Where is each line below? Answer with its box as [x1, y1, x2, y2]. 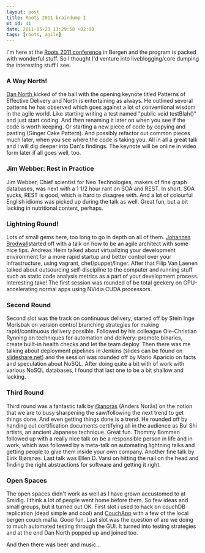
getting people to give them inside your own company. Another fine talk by [6, 448, 195, 455]
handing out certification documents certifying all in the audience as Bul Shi [6, 421, 198, 429]
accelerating [6, 286, 38, 293]
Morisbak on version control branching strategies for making [6, 321, 159, 328]
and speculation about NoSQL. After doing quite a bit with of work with [6, 360, 185, 368]
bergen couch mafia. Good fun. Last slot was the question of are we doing [6, 516, 194, 523]
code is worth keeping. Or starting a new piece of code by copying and [6, 123, 185, 130]
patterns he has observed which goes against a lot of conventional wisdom [6, 103, 196, 111]
